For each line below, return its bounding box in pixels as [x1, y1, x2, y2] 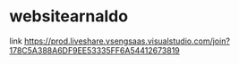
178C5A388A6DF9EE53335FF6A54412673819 [9, 44, 181, 55]
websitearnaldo [9, 6, 128, 27]
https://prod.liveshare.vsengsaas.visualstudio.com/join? [23, 36, 231, 46]
